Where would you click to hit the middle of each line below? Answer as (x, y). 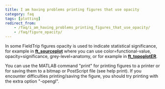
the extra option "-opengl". (32, 81)
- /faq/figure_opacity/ (38, 32)
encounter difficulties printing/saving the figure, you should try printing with (82, 76)
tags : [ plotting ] (23, 18)
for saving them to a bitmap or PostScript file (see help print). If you (73, 71)
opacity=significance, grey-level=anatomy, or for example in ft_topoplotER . (82, 56)
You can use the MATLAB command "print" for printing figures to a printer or (82, 66)
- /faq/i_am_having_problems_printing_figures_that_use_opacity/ (82, 28)
